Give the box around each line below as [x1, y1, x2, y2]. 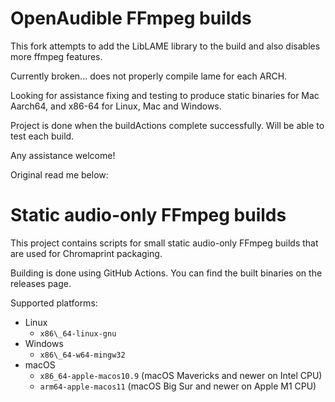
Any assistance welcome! [10, 149, 116, 161]
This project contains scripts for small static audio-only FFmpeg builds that [10, 237, 319, 249]
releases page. [10, 277, 72, 289]
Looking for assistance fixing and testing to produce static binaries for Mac [10, 89, 320, 101]
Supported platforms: [10, 297, 98, 309]
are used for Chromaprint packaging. [10, 247, 163, 259]
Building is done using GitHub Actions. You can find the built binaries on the [10, 267, 323, 279]
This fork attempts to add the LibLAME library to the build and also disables [10, 40, 321, 52]
